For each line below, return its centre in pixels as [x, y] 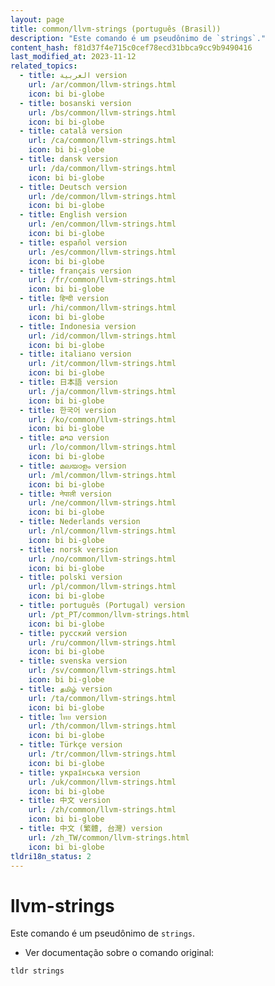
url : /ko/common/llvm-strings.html [102, 419]
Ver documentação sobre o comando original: [119, 953]
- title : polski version [71, 577]
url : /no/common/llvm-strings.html [102, 559]
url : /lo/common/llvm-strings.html [102, 447]
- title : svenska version [73, 661]
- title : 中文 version [65, 801]
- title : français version [75, 271]
